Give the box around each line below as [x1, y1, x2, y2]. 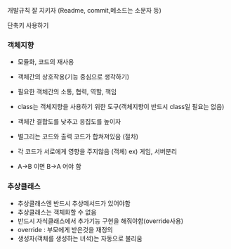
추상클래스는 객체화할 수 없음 [17, 207, 97, 216]
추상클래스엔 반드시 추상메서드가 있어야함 [17, 199, 131, 207]
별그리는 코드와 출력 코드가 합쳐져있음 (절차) [17, 132, 139, 141]
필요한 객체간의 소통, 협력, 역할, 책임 [17, 87, 117, 96]
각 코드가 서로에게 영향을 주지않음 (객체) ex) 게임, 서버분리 [17, 147, 178, 156]
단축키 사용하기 [7, 21, 49, 30]
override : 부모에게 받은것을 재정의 [17, 225, 114, 234]
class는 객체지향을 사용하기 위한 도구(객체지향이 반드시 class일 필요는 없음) [17, 103, 225, 111]
